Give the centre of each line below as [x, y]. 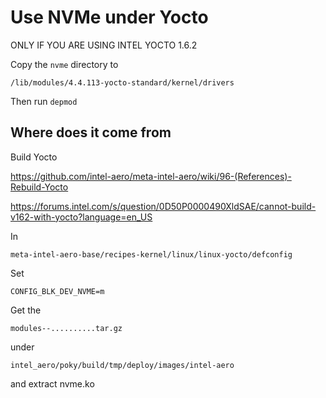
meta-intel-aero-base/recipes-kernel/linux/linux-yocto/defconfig [151, 254]
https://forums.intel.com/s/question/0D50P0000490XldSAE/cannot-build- [163, 206]
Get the [26, 310]
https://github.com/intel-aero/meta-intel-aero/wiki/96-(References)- [151, 176]
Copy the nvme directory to [64, 64]
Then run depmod [44, 101]
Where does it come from [91, 132]
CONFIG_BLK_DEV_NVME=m [57, 291]
